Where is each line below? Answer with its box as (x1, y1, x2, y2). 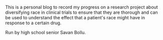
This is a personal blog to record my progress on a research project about (5, 4, 158, 10)
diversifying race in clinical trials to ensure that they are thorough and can (5, 9, 158, 15)
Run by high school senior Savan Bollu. (5, 30, 86, 35)
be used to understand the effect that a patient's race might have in (5, 15, 145, 20)
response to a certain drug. (5, 20, 62, 26)
